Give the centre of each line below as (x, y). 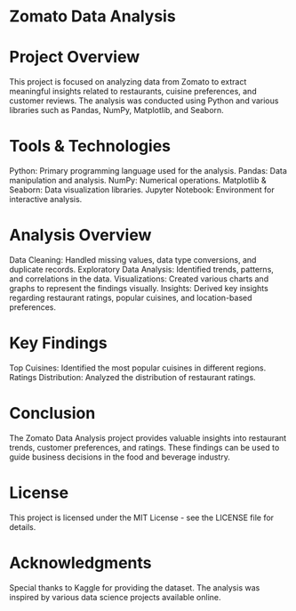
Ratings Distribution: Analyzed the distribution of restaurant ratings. (132, 377)
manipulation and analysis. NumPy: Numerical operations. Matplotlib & (138, 181)
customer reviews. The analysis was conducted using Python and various (144, 101)
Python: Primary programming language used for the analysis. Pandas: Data (148, 171)
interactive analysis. (46, 200)
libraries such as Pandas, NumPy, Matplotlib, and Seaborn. (116, 110)
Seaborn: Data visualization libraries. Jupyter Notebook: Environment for (142, 190)
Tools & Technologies (90, 147)
